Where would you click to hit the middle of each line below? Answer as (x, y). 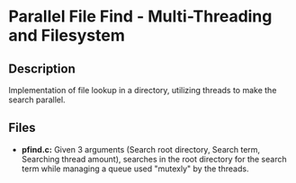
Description (42, 69)
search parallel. (37, 100)
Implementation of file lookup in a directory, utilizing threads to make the (143, 90)
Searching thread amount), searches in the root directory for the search (154, 159)
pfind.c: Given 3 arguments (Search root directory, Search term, (141, 149)
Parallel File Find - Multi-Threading (140, 17)
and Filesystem (67, 35)
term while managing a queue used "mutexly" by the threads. (135, 169)
